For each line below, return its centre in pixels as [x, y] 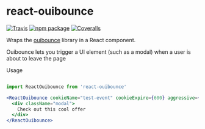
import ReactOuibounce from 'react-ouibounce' [67, 87]
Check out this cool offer [52, 109]
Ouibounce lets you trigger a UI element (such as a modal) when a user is [99, 52]
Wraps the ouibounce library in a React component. [71, 40]
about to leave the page [36, 58]
